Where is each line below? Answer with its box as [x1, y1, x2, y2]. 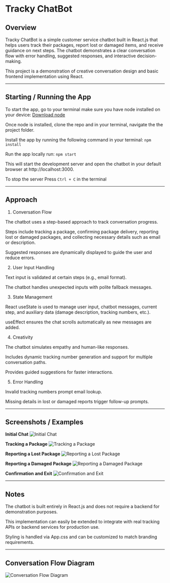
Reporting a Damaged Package [5, 461, 72, 467]
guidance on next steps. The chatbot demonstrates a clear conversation [5, 48, 156, 53]
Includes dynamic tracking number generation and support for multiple [5, 353, 153, 360]
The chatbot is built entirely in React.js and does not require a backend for [5, 503, 160, 509]
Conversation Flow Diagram [5, 559, 95, 567]
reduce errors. [5, 254, 35, 261]
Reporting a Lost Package [5, 451, 61, 457]
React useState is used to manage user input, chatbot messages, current [5, 304, 157, 310]
